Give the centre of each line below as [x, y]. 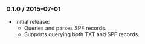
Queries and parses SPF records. [65, 28]
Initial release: [32, 22]
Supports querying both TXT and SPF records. [82, 34]
